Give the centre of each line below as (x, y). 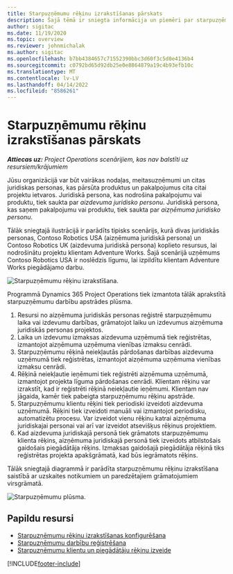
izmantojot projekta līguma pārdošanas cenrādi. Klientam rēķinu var (114, 382)
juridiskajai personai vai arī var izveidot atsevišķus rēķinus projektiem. (117, 426)
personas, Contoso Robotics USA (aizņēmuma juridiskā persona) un (104, 238)
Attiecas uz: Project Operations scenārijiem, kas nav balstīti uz (98, 160)
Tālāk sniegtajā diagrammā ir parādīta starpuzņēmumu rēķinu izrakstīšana (113, 469)
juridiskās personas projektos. (60, 330)
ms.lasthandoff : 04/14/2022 (48, 85)
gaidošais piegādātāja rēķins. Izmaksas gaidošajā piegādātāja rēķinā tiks (121, 448)
